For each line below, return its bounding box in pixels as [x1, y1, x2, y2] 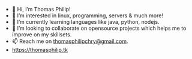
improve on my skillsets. [11, 31, 72, 38]
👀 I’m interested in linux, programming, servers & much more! [11, 12, 164, 19]
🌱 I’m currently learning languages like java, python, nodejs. [11, 18, 160, 25]
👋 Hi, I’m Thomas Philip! [11, 6, 71, 13]
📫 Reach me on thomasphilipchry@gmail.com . [11, 38, 128, 45]
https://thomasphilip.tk [11, 46, 68, 53]
